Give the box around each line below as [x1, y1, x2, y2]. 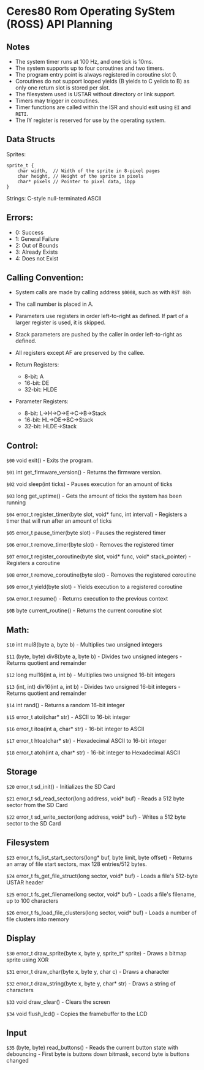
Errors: [6, 213, 34, 223]
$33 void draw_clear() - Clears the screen [6, 998, 110, 1006]
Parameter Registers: [15, 398, 69, 405]
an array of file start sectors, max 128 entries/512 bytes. [6, 860, 147, 868]
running [6, 499, 26, 506]
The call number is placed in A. [15, 300, 94, 308]
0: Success [15, 229, 44, 236]
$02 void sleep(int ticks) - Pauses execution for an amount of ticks [6, 480, 173, 488]
